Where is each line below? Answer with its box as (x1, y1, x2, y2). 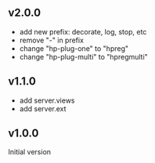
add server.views (19, 96, 75, 105)
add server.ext (19, 103, 67, 113)
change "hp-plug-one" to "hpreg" (19, 43, 129, 53)
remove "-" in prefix (19, 35, 85, 45)
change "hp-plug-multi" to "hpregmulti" (19, 52, 149, 61)
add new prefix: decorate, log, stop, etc (19, 27, 147, 36)
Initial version (8, 147, 52, 157)
